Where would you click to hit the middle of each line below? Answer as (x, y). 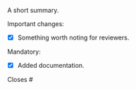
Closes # (20, 80)
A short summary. (33, 10)
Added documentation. (51, 66)
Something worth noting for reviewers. (73, 37)
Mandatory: (24, 52)
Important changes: (36, 24)
